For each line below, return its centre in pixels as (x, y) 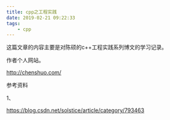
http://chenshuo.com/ (34, 73)
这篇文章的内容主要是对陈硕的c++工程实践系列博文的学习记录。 (87, 47)
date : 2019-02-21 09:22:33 (41, 18)
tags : (13, 23)
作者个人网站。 (25, 60)
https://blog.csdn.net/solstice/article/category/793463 (75, 110)
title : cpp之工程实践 (32, 12)
